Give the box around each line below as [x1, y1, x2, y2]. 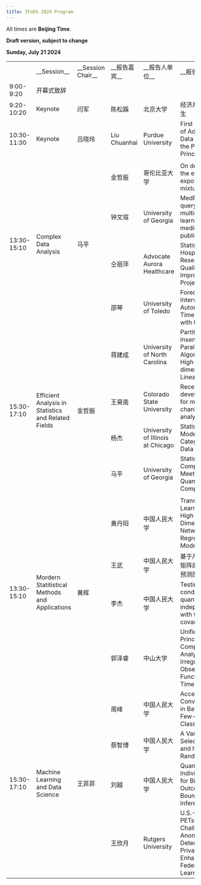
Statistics [36, 406, 62, 414]
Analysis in [36, 398, 67, 407]
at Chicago [143, 441, 175, 449]
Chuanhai [110, 138, 138, 147]
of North [143, 350, 167, 358]
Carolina [143, 358, 167, 366]
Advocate [143, 252, 170, 261]
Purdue [143, 131, 164, 139]
